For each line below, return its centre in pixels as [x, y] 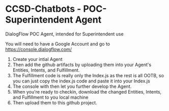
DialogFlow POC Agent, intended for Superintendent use [64, 34]
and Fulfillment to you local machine [50, 97]
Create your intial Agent [37, 59]
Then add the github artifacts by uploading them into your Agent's [82, 64]
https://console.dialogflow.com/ [39, 49]
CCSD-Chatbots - [43, 9]
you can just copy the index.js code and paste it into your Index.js [81, 81]
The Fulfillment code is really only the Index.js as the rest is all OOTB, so [88, 75]
